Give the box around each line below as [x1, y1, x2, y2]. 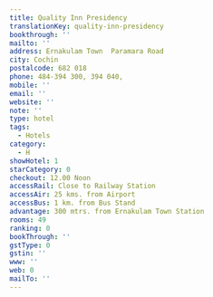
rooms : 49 [9, 215, 47, 225]
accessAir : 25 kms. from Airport [9, 190, 136, 199]
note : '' [9, 106, 43, 115]
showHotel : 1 [9, 156, 59, 166]
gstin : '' [9, 249, 47, 258]
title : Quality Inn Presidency [9, 13, 128, 23]
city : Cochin [9, 55, 59, 64]
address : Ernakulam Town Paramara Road [9, 47, 165, 56]
